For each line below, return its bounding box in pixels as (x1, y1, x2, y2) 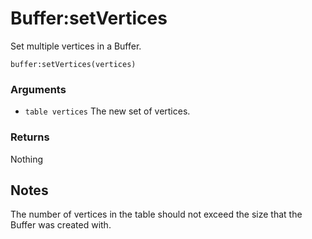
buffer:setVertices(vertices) (10, 59, 137, 69)
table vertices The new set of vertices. (24, 105, 191, 117)
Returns (10, 130, 50, 144)
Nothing (10, 153, 44, 165)
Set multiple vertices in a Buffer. (10, 40, 142, 52)
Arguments (10, 82, 67, 96)
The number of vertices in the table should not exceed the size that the (10, 208, 303, 221)
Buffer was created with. (10, 219, 112, 231)
